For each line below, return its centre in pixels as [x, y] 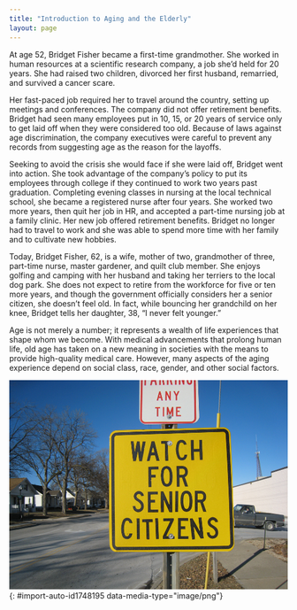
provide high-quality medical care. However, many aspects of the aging [139, 358]
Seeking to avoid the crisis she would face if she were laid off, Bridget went [146, 164]
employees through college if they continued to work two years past [133, 182]
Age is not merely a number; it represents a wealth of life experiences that [144, 330]
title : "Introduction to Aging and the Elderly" [100, 19]
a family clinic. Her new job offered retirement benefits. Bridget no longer [142, 220]
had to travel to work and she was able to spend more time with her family [144, 229]
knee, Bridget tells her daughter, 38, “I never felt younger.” [115, 313]
